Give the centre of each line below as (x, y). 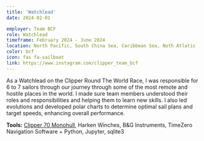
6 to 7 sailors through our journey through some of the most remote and (97, 87)
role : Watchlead (27, 34)
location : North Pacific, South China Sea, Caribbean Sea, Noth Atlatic (101, 46)
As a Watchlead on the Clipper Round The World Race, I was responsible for (102, 80)
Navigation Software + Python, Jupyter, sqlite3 (65, 131)
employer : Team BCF (31, 29)
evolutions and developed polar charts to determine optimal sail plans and (100, 106)
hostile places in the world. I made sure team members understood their (97, 93)
